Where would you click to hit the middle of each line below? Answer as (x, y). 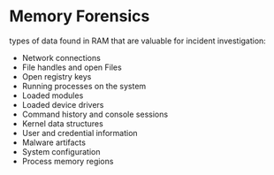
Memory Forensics (80, 16)
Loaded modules (53, 95)
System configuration (61, 151)
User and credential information (80, 133)
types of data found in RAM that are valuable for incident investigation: (138, 41)
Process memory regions (68, 161)
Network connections (61, 57)
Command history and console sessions (95, 114)
